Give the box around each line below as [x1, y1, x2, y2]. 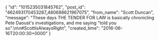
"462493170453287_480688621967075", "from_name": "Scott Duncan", [5, 9, 154, 15]
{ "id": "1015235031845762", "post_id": [5, 4, 86, 10]
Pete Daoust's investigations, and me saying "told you [5, 20, 117, 26]
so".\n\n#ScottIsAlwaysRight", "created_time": [5, 25, 100, 31]
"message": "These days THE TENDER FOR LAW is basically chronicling [5, 15, 154, 20]
